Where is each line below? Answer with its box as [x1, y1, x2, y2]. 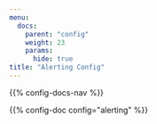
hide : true [32, 54, 74, 63]
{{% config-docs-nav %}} [9, 87, 105, 98]
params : [25, 46, 53, 55]
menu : [9, 12, 29, 22]
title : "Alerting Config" [9, 63, 105, 72]
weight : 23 [25, 37, 66, 47]
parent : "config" [25, 29, 90, 38]
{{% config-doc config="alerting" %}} [9, 104, 149, 115]
